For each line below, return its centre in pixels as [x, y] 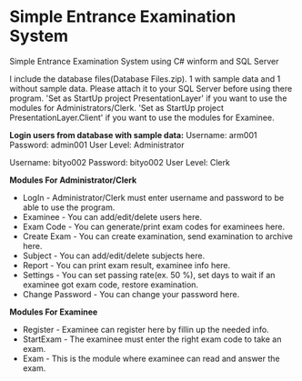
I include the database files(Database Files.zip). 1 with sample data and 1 [145, 78]
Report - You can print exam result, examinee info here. [126, 265]
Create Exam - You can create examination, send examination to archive [158, 236]
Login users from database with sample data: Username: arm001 [133, 135]
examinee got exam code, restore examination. [110, 285]
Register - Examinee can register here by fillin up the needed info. [146, 329]
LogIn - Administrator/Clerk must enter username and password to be [153, 197]
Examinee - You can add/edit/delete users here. [112, 216]
